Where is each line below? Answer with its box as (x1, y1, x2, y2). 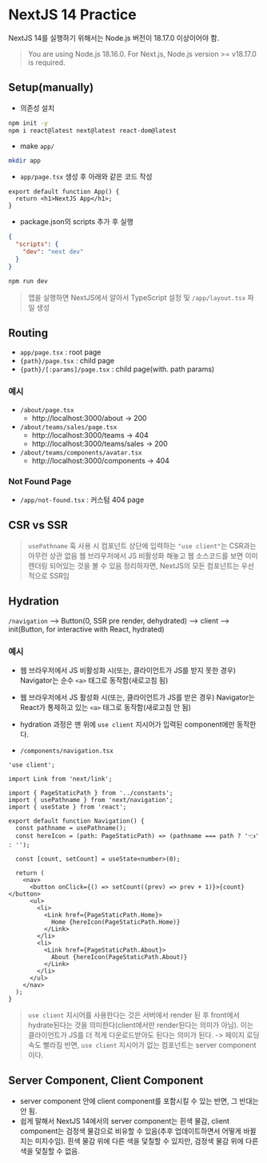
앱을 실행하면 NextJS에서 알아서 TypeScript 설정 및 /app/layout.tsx (27, 292, 246, 302)
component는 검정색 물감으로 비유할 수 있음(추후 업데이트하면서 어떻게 (19, 1126, 242, 1136)
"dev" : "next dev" (22, 248, 84, 256)
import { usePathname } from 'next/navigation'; (8, 796, 173, 804)
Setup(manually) (8, 81, 94, 94)
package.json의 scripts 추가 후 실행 (19, 217, 133, 227)
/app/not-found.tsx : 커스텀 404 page (19, 495, 145, 505)
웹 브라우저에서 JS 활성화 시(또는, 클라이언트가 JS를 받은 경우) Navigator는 (19, 692, 256, 702)
